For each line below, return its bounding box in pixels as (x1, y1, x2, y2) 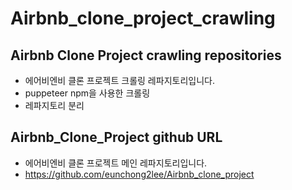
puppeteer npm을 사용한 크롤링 (24, 87, 151, 99)
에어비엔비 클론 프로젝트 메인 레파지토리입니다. (24, 157, 208, 169)
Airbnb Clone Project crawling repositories (10, 47, 282, 64)
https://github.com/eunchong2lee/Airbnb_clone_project (24, 168, 255, 180)
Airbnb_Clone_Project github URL (10, 129, 223, 146)
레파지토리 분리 (24, 100, 85, 111)
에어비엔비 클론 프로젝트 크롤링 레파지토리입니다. (24, 75, 215, 86)
